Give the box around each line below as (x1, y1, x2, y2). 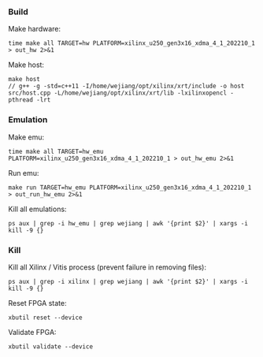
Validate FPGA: (8, 327, 57, 337)
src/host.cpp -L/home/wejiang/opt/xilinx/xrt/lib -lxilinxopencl (8, 89, 227, 97)
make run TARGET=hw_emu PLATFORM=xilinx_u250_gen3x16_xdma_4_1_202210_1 (8, 184, 252, 192)
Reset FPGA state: (8, 298, 67, 307)
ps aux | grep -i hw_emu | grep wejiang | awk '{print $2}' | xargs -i (8, 219, 248, 227)
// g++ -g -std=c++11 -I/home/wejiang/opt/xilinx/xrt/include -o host (8, 82, 245, 91)
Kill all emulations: (8, 204, 67, 214)
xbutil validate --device (8, 342, 93, 351)
